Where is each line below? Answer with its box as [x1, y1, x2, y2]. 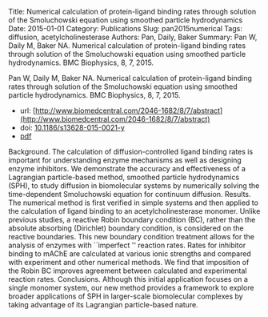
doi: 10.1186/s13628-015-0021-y [19, 123, 126, 132]
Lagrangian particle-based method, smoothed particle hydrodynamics [8, 172, 240, 182]
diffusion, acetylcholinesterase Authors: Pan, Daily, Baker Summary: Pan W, [8, 32, 258, 42]
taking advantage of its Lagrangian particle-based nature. [8, 300, 198, 309]
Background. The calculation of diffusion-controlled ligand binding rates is [8, 147, 254, 156]
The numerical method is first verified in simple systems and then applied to [8, 198, 258, 207]
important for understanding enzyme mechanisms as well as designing [8, 155, 242, 165]
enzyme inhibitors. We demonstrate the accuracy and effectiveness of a [8, 164, 246, 173]
